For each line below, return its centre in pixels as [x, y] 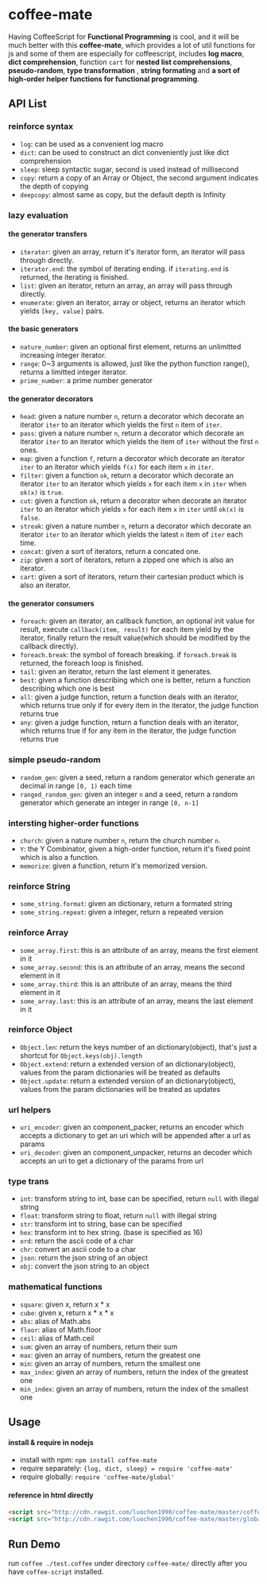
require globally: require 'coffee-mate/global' [97, 1477]
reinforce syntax [41, 126]
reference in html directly [51, 1495]
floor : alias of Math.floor [60, 1330]
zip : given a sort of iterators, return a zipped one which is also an [127, 560]
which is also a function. [60, 857]
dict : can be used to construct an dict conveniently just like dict [124, 152]
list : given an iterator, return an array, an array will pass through [126, 285]
